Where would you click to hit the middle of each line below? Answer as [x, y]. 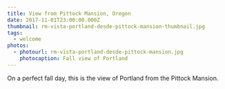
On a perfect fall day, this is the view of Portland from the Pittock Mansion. [113, 78]
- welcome [27, 39]
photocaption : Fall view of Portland [74, 59]
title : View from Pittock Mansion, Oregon [69, 13]
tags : [15, 33]
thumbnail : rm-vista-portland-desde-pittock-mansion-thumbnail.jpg [106, 26]
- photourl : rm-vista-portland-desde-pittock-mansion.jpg [99, 52]
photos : [18, 46]
